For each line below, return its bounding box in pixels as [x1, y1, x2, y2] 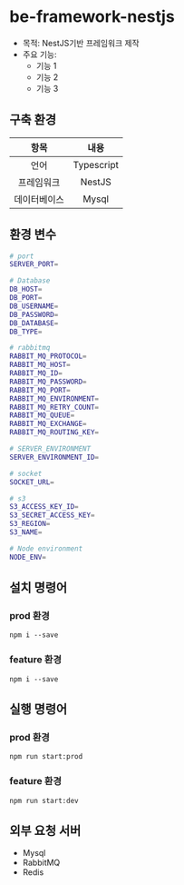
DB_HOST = [9, 284, 43, 294]
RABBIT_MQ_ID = [9, 369, 63, 378]
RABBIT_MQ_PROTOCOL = [9, 352, 88, 361]
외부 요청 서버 [9, 823, 82, 839]
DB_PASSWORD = [9, 310, 59, 319]
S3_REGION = [9, 520, 51, 529]
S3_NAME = [9, 528, 43, 537]
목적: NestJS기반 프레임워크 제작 [22, 37, 140, 48]
